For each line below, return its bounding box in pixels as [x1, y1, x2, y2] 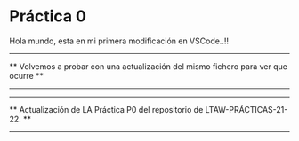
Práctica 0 [9, 6, 87, 27]
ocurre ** [9, 70, 44, 81]
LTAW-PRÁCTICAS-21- [205, 104, 288, 114]
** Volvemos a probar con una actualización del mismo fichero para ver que [9, 60, 287, 72]
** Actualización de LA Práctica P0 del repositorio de [9, 104, 204, 114]
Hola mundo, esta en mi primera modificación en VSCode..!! [9, 35, 230, 46]
